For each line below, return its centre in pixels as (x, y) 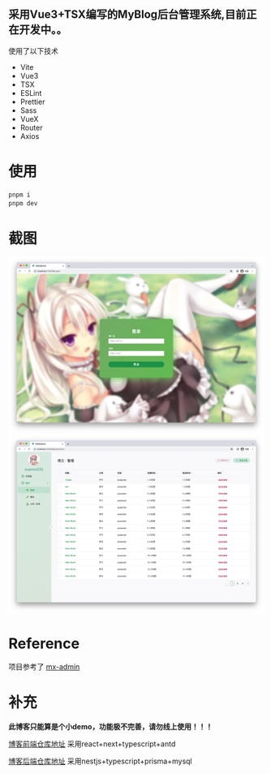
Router (31, 128)
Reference (44, 643)
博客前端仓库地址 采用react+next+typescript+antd (92, 744)
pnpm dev (23, 203)
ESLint (31, 93)
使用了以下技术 (33, 50)
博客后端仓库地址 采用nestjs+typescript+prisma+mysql (100, 761)
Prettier (32, 102)
